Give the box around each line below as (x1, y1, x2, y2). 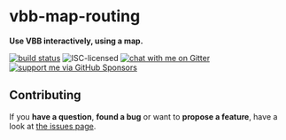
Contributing (9, 88, 81, 103)
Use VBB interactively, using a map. (9, 35, 143, 46)
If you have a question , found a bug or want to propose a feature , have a (9, 111, 278, 121)
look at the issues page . (9, 121, 97, 131)
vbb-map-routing (9, 6, 141, 27)
